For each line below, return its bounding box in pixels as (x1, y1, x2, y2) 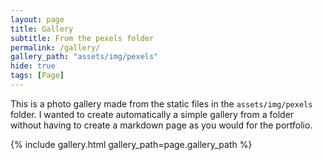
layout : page (10, 14, 65, 25)
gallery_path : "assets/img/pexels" (10, 52, 159, 62)
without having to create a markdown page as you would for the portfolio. (10, 119, 313, 131)
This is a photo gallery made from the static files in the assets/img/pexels (10, 97, 313, 110)
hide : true (10, 61, 56, 71)
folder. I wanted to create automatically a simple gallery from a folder (10, 108, 295, 120)
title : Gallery (10, 24, 74, 34)
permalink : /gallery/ (10, 42, 101, 53)
